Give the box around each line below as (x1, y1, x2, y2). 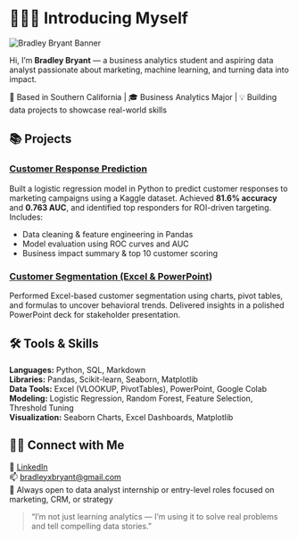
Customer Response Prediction (9, 162, 147, 175)
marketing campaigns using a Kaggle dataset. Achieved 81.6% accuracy (9, 192, 277, 204)
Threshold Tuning (9, 402, 74, 413)
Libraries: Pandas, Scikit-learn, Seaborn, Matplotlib (9, 374, 199, 385)
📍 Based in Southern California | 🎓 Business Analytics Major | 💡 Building (9, 91, 277, 102)
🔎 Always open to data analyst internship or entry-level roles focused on (9, 484, 275, 494)
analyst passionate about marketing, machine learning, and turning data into (9, 64, 290, 75)
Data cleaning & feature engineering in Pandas (21, 228, 194, 239)
